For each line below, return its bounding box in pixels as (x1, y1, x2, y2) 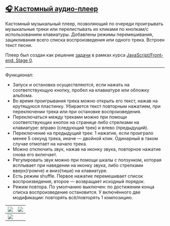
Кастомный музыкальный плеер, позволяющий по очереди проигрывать (5, 20, 163, 27)
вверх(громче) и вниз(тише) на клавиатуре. (12, 167, 108, 173)
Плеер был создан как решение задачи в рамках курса (5, 52, 125, 58)
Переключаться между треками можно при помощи (12, 114, 127, 120)
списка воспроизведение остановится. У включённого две (12, 189, 141, 195)
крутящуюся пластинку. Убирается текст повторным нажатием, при (12, 103, 161, 109)
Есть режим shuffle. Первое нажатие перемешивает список (12, 173, 143, 179)
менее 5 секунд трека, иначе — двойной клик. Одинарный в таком (12, 135, 158, 141)
